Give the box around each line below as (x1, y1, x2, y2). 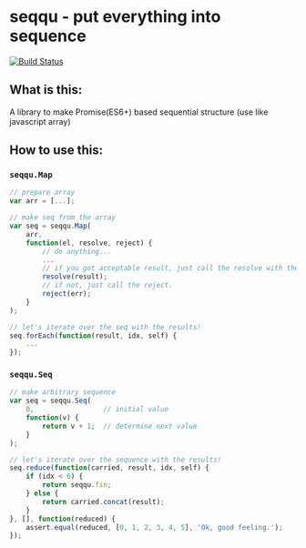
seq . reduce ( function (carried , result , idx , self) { (9, 463, 209, 472)
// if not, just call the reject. (42, 280, 173, 290)
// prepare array (9, 188, 76, 198)
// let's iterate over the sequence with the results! (9, 455, 222, 464)
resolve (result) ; (42, 272, 107, 281)
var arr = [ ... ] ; (9, 197, 76, 206)
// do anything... (42, 247, 112, 256)
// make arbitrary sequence (9, 388, 117, 397)
